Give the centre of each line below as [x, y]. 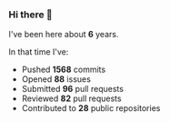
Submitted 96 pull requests [73, 89]
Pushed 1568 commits [64, 70]
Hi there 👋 [31, 15]
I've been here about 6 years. [64, 35]
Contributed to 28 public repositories [91, 108]
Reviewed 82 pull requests [71, 98]
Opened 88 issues [56, 79]
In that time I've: [39, 52]
